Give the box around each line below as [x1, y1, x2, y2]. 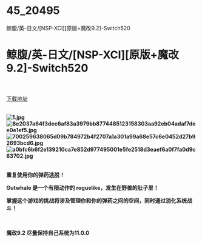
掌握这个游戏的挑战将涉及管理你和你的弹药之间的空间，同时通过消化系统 [6, 197, 187, 204]
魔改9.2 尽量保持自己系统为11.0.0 [6, 229, 90, 237]
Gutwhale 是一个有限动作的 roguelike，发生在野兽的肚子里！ [6, 184, 159, 191]
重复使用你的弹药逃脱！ [6, 171, 65, 178]
